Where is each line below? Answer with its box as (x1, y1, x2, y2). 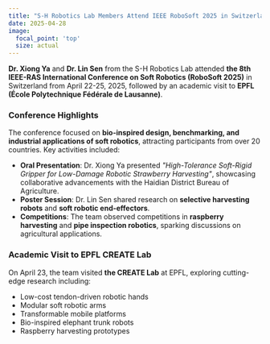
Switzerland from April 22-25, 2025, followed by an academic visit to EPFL (8, 81, 255, 91)
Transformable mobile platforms (19, 309, 127, 318)
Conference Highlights (8, 110, 99, 121)
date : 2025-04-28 (8, 19, 67, 27)
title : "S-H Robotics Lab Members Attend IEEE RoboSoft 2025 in (8, 11, 228, 20)
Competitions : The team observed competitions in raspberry (19, 212, 224, 222)
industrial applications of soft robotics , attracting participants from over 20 (8, 136, 260, 146)
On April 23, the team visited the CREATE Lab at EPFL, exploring (8, 267, 222, 277)
